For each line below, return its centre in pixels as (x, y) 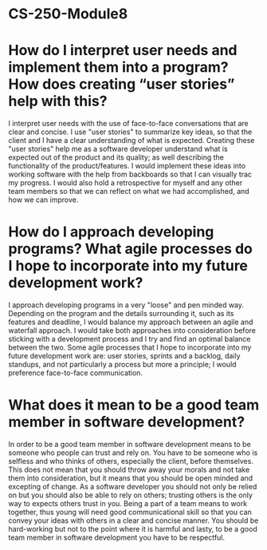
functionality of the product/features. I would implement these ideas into (127, 166)
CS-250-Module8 (68, 14)
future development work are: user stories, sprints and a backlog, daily (124, 356)
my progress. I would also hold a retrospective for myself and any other (126, 183)
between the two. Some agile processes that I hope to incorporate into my (130, 347)
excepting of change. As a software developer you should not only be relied (133, 487)
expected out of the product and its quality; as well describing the (116, 157)
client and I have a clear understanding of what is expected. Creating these (132, 140)
